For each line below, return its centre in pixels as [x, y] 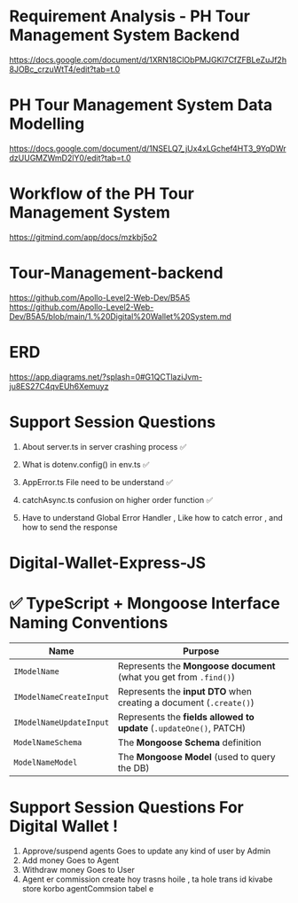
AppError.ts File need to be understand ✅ [97, 482]
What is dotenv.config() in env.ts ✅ [86, 464]
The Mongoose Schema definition [189, 742]
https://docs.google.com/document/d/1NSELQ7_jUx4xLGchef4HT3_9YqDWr [148, 148]
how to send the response [70, 527]
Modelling [47, 124]
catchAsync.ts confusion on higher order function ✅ [118, 499]
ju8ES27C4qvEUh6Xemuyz [59, 386]
